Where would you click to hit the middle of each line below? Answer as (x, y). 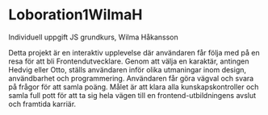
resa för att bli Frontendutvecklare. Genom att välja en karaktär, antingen (129, 61)
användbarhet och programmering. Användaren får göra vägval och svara (131, 78)
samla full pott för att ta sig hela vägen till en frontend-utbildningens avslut (132, 95)
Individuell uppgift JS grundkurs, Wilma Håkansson (94, 37)
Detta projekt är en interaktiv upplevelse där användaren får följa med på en (134, 52)
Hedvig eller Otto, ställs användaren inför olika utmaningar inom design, (128, 69)
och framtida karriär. (42, 104)
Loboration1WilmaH (75, 15)
